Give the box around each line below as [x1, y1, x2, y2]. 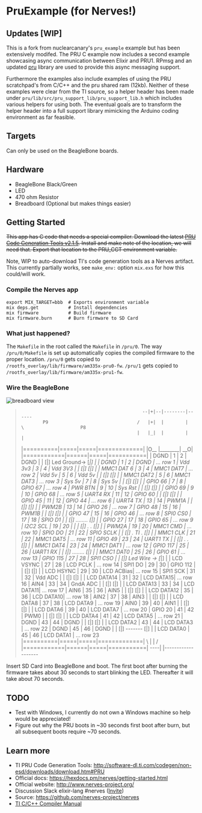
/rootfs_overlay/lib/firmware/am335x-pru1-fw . [6, 369, 124, 376]
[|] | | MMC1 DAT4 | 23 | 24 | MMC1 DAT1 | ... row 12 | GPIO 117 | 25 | [20, 542, 189, 549]
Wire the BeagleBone [6, 383, 69, 391]
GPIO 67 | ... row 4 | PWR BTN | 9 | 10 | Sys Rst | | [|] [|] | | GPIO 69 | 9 [20, 484, 194, 492]
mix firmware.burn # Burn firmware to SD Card [6, 315, 138, 321]
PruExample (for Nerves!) [6, 4, 136, 18]
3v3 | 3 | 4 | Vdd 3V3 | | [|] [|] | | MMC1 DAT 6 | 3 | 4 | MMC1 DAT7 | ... [20, 465, 194, 472]
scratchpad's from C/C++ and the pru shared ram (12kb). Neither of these [6, 81, 189, 89]
